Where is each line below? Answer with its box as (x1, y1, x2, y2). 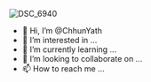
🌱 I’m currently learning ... (21, 44, 117, 55)
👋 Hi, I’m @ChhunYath (21, 26, 103, 35)
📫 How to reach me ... (21, 63, 105, 74)
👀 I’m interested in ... (21, 35, 98, 45)
